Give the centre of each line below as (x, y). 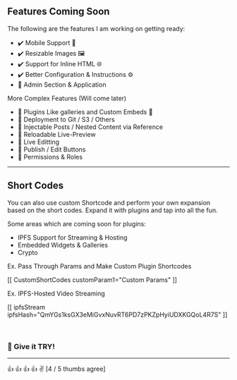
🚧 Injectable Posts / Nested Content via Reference (90, 127)
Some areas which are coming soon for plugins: (77, 223)
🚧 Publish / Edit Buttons (51, 149)
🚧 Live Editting (38, 142)
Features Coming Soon (59, 12)
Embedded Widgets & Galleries (62, 245)
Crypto (28, 252)
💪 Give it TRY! (31, 346)
